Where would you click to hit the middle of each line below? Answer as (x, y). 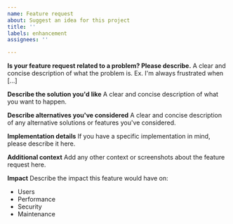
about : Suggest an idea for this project (69, 20)
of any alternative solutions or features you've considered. (92, 122)
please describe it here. (41, 143)
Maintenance (36, 214)
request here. (27, 164)
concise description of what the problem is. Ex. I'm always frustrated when (115, 73)
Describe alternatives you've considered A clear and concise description (115, 115)
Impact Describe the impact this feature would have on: (88, 178)
